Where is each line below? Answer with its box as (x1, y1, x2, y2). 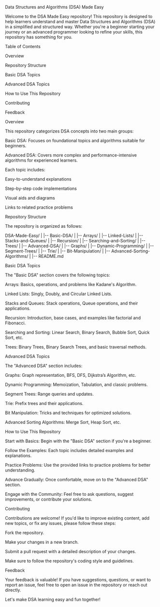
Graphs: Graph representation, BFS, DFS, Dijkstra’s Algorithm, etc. (5, 372, 136, 378)
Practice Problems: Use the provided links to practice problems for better (5, 462, 151, 468)
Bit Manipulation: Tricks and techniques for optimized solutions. (5, 410, 132, 416)
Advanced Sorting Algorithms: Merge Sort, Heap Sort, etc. (5, 420, 121, 425)
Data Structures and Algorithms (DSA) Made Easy (5, 4, 104, 10)
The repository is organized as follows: (5, 223, 83, 229)
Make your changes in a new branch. (5, 539, 79, 545)
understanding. (5, 467, 35, 473)
